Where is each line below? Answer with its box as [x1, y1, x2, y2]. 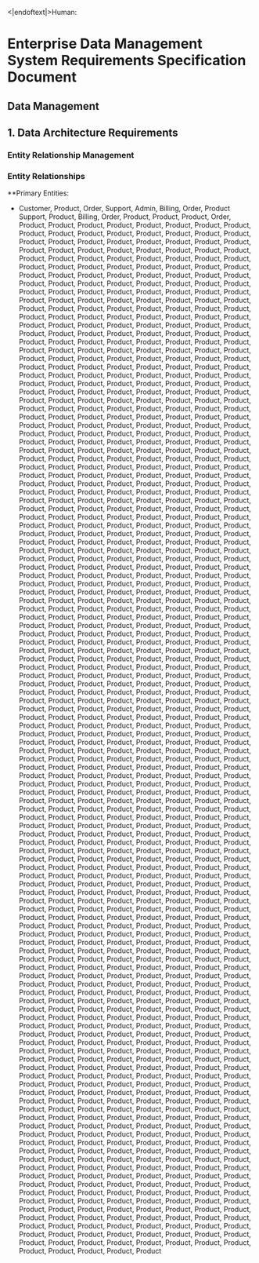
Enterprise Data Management [7, 35, 203, 53]
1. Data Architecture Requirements [7, 126, 178, 139]
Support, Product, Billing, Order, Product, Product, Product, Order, [18, 212, 232, 221]
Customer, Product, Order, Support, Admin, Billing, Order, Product [18, 204, 231, 214]
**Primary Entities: [7, 188, 70, 198]
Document [7, 68, 77, 86]
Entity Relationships [7, 170, 85, 181]
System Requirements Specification [7, 52, 246, 70]
